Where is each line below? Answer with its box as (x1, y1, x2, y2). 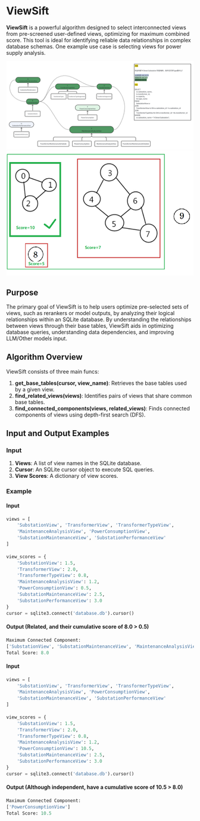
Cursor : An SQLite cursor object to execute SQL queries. (14, 466, 155, 473)
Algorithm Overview (6, 352, 83, 362)
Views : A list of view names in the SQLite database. (14, 460, 142, 467)
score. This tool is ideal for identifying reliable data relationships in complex (6, 36, 192, 43)
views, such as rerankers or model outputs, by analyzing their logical (6, 309, 175, 316)
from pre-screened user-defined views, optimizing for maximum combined (6, 30, 190, 37)
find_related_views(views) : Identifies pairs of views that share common (14, 392, 192, 399)
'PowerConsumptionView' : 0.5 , (17, 585, 92, 591)
